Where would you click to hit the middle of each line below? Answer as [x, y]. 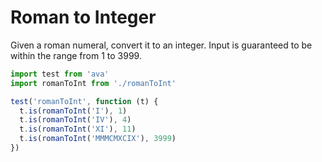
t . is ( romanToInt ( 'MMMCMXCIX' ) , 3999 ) [98, 139]
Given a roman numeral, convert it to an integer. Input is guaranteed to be [161, 45]
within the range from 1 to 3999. [76, 55]
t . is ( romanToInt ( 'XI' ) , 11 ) [78, 129]
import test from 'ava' [60, 74]
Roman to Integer [83, 17]
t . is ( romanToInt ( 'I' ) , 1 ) [73, 111]
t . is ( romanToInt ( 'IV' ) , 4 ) [75, 120]
